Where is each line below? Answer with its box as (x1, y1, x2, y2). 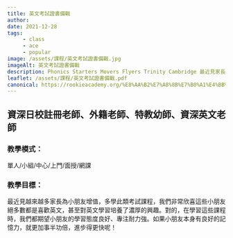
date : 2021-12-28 (7, 23, 58, 30)
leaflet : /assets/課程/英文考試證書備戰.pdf (7, 74, 128, 82)
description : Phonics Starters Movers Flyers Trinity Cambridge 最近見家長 (7, 68, 226, 75)
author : (7, 17, 30, 24)
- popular (22, 49, 51, 56)
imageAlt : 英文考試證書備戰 (7, 62, 80, 69)
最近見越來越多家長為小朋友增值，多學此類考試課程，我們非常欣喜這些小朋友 (7, 197, 226, 205)
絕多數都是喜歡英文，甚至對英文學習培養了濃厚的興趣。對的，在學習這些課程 (7, 206, 226, 214)
